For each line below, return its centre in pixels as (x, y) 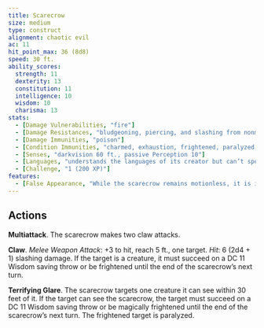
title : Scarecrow (37, 15)
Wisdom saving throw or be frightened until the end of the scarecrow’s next (130, 266)
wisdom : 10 (33, 103)
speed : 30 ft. (31, 60)
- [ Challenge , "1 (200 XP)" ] (63, 169)
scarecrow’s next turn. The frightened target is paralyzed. (101, 315)
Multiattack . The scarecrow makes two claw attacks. (94, 234)
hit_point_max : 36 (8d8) (49, 52)
